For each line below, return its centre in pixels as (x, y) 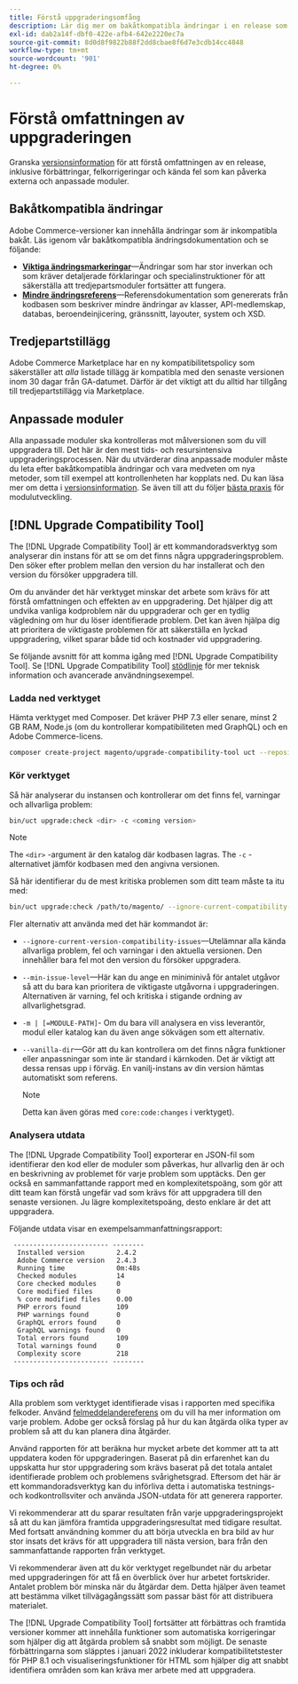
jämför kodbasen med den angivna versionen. (136, 864)
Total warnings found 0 (69, 1346)
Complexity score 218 (73, 1354)
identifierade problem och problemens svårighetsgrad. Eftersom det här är (145, 1476)
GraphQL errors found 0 (69, 1323)
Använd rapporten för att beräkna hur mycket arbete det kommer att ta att (144, 1448)
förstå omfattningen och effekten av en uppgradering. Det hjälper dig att (141, 601)
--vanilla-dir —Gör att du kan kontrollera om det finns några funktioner (154, 1050)
